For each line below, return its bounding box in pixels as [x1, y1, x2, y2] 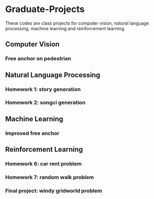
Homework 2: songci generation [5, 99, 86, 106]
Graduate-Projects [5, 4, 85, 15]
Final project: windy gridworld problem [5, 187, 102, 194]
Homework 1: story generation [5, 85, 81, 92]
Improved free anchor [5, 130, 59, 137]
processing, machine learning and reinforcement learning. [5, 25, 126, 31]
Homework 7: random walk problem [5, 174, 94, 181]
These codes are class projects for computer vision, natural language [5, 20, 149, 26]
